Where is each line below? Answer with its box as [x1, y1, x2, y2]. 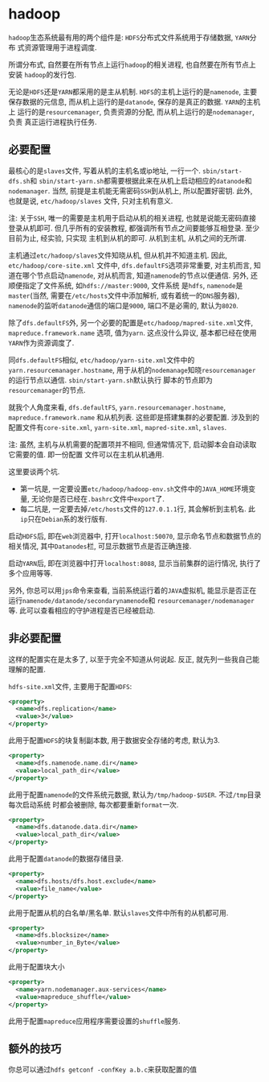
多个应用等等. [8, 568, 54, 578]
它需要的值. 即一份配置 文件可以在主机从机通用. [8, 449, 165, 459]
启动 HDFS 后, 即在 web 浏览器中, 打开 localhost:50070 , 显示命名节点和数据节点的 [8, 531, 262, 540]
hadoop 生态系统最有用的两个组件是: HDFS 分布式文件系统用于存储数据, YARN [8, 32, 251, 42]
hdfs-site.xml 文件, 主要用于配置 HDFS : [8, 681, 132, 691]
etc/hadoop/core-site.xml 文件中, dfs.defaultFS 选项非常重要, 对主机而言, [8, 260, 252, 270]
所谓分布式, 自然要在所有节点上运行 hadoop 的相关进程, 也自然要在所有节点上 [8, 60, 256, 69]
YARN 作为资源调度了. [8, 337, 75, 347]
